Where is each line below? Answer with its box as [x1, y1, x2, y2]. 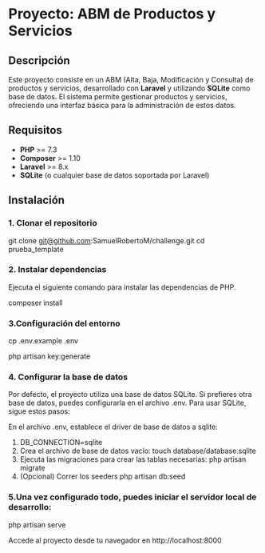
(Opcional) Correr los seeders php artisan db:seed [19, 471, 186, 481]
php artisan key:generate [8, 351, 91, 361]
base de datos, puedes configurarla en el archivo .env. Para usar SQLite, [8, 398, 247, 408]
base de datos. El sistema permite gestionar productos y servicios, [8, 92, 227, 101]
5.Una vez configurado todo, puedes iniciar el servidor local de [8, 491, 257, 503]
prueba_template [8, 244, 64, 254]
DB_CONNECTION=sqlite [19, 438, 103, 447]
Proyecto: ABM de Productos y [8, 5, 216, 23]
